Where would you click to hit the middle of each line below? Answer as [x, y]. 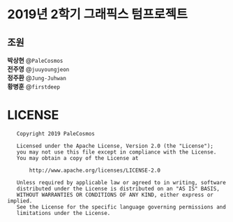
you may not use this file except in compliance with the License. [116, 152]
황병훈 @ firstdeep [34, 87]
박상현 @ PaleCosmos [35, 60]
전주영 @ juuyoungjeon [38, 69]
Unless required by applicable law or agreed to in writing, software [121, 182]
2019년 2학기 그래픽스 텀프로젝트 [98, 14]
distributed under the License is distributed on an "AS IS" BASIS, [118, 188]
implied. [20, 201]
